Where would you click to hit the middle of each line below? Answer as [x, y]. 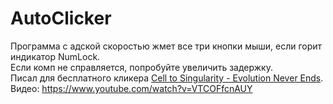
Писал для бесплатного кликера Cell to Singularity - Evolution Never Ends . [167, 78]
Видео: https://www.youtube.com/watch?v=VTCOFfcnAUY [131, 88]
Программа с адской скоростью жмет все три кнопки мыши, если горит [166, 46]
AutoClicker [61, 18]
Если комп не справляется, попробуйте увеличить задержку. [141, 67]
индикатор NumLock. [55, 56]
